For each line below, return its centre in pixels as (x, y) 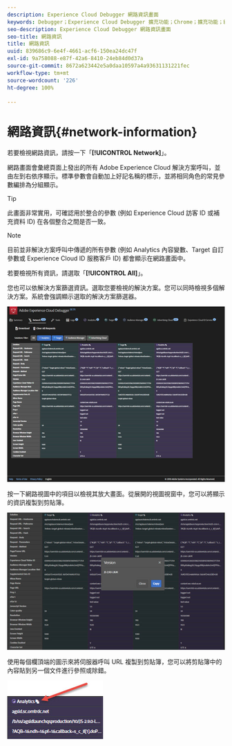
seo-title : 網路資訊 (35, 37)
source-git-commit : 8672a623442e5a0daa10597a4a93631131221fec (98, 66)
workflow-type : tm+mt (38, 73)
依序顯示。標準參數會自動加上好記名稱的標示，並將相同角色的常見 (125, 176)
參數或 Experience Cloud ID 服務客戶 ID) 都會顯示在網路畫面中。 (98, 258)
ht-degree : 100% (30, 88)
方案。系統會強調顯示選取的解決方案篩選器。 (76, 296)
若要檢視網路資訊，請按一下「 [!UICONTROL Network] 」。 (89, 153)
